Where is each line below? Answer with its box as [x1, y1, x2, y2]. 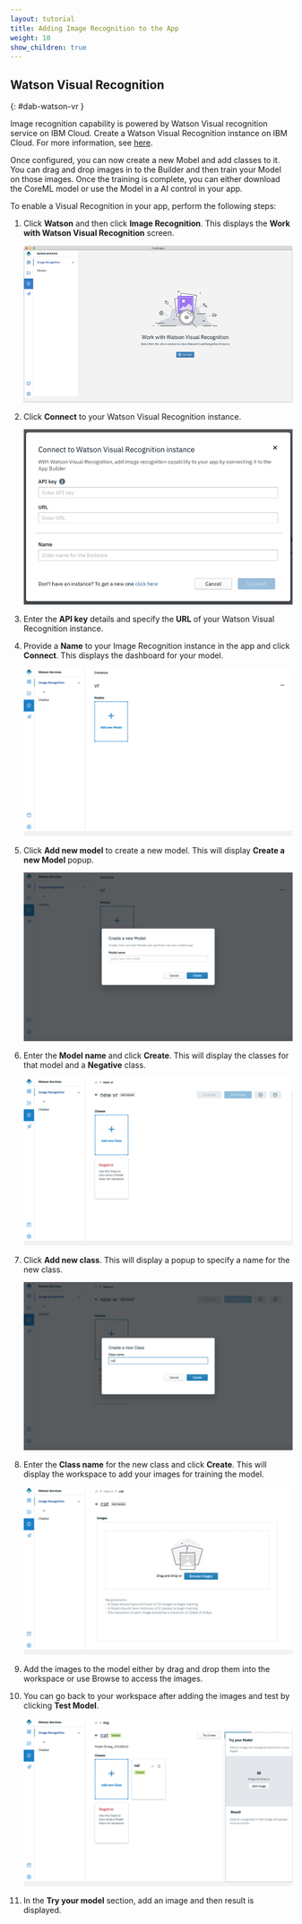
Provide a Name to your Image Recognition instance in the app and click [22, 641, 290, 652]
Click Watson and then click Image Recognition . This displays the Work [22, 218, 290, 229]
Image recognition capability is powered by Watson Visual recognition [10, 118, 268, 129]
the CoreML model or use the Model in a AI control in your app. [10, 184, 243, 195]
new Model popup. [22, 854, 94, 865]
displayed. [22, 1905, 62, 1916]
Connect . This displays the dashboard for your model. [22, 650, 224, 661]
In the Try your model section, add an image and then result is [22, 1895, 255, 1906]
